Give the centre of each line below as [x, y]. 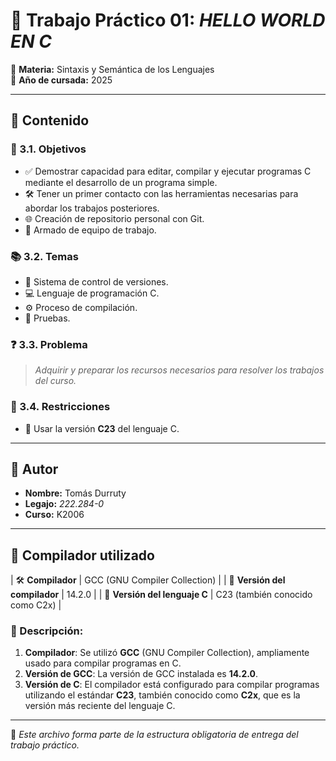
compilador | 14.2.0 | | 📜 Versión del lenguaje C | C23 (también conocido [161, 595]
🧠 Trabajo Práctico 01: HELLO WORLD [168, 20]
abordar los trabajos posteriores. [92, 208]
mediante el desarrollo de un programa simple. [121, 182]
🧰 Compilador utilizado [82, 555]
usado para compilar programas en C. [103, 663]
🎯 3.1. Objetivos [48, 149]
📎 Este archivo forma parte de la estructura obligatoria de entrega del [154, 735]
